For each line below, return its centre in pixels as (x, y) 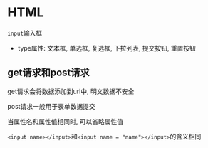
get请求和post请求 (49, 73)
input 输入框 (25, 33)
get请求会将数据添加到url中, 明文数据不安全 (71, 91)
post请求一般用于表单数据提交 (51, 106)
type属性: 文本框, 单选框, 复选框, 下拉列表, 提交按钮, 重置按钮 (107, 48)
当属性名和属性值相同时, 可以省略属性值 (65, 121)
